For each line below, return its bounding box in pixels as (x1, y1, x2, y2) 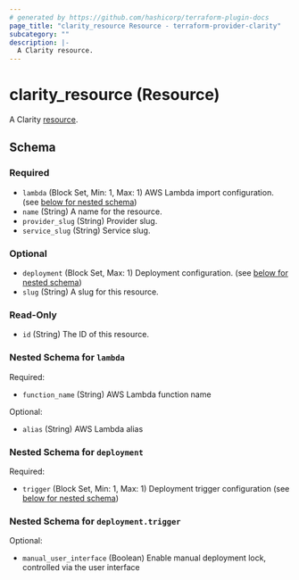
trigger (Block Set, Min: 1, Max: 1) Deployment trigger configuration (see (21, 483, 290, 493)
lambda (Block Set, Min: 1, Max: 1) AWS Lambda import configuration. (21, 186, 274, 197)
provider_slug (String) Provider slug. (21, 215, 158, 226)
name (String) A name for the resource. (21, 206, 162, 217)
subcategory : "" (9, 29, 70, 38)
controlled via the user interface (21, 562, 140, 573)
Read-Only (9, 309, 58, 321)
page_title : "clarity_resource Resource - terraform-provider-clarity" (9, 21, 281, 30)
